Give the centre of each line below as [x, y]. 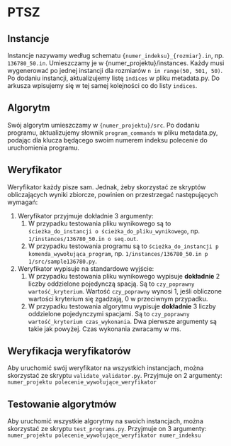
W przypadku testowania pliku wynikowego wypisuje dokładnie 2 [124, 276]
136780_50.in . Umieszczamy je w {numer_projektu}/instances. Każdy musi [116, 63]
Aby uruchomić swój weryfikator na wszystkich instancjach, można [106, 368]
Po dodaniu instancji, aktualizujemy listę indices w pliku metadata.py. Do [113, 78]
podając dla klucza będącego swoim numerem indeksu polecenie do [107, 140]
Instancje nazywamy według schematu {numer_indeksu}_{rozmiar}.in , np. [116, 55]
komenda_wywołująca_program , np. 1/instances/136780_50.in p [118, 253]
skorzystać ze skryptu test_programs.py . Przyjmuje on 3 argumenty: [107, 429]
